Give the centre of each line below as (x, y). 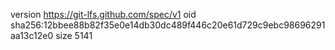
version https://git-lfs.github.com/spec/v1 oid (103, 14)
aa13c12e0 (32, 35)
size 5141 (74, 35)
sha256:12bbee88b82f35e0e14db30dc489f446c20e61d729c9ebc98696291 (168, 25)
